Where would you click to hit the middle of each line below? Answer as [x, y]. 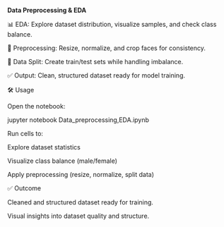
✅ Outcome [24, 188]
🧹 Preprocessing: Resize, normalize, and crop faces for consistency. [107, 48]
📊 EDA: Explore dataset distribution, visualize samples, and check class [112, 24]
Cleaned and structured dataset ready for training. [81, 202]
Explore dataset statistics [44, 147]
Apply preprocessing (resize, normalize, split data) [81, 174]
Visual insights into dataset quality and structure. [78, 216]
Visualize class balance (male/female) [63, 161]
